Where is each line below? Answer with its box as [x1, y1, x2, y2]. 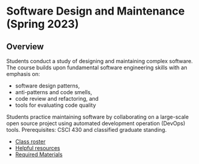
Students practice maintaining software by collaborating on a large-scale [6, 114, 189, 120]
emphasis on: [6, 70, 40, 77]
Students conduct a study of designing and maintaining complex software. [6, 58, 193, 64]
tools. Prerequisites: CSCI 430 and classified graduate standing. [6, 126, 167, 133]
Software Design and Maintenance [6, 4, 185, 18]
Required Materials [15, 151, 63, 158]
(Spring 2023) [6, 17, 79, 31]
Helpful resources [15, 145, 60, 151]
